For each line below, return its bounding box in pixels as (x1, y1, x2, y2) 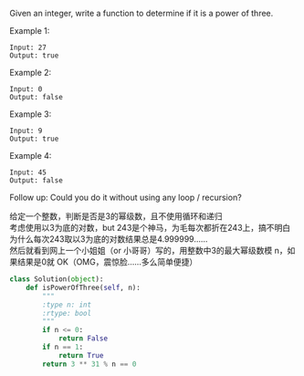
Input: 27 (9, 43, 47, 52)
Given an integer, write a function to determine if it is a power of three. (9, 8, 274, 18)
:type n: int (42, 300, 92, 309)
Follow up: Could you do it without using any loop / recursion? (9, 192, 242, 203)
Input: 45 (9, 168, 47, 177)
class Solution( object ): (9, 275, 104, 284)
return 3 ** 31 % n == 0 (42, 360, 137, 369)
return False (58, 334, 108, 343)
